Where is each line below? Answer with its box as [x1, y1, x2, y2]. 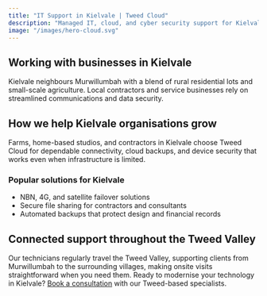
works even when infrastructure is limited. [8, 155, 145, 163]
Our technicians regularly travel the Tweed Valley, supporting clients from [8, 253, 249, 263]
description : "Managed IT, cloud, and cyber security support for [8, 19, 233, 27]
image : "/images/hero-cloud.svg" [8, 26, 119, 34]
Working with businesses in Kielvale [8, 56, 192, 69]
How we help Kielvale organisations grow [8, 117, 217, 130]
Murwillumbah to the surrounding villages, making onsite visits [8, 262, 213, 271]
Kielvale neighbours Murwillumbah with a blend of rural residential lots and [8, 77, 253, 86]
